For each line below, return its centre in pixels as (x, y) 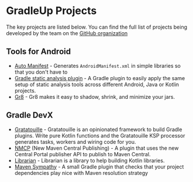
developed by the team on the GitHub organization (67, 33)
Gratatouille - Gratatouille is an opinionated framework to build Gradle (98, 129)
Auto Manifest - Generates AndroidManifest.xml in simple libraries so (98, 66)
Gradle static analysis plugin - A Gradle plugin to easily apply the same (100, 78)
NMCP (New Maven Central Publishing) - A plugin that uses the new (96, 148)
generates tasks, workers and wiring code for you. (75, 142)
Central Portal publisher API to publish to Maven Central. (82, 154)
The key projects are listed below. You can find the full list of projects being (96, 27)
